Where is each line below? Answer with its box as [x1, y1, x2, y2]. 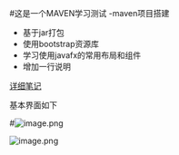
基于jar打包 [22, 27, 65, 38]
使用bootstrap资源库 [22, 39, 100, 49]
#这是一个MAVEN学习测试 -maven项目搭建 [9, 8, 170, 18]
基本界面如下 [9, 100, 57, 111]
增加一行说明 [22, 62, 71, 72]
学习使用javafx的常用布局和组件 [22, 50, 142, 61]
